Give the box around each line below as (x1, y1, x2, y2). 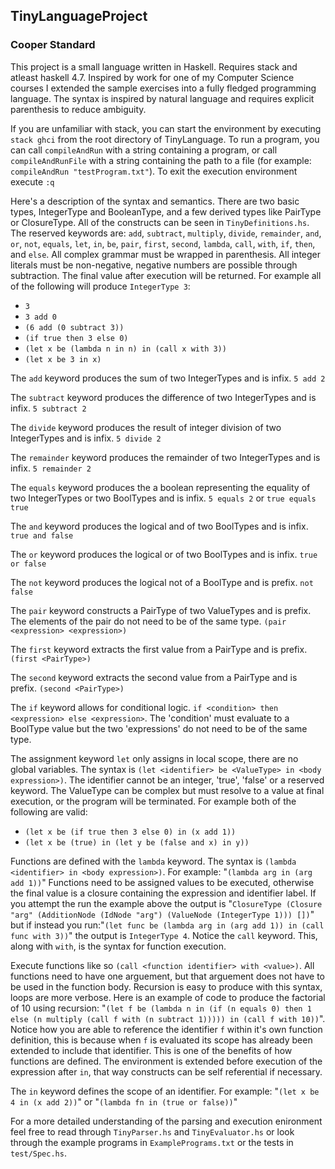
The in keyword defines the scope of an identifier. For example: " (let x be (10, 1085, 320, 1097)
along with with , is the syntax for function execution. (10, 940, 227, 952)
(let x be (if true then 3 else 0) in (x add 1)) (24, 827, 237, 837)
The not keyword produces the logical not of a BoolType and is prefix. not (10, 576, 314, 588)
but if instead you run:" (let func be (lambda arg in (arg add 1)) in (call (10, 919, 325, 931)
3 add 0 (24, 312, 57, 322)
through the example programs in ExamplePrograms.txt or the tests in (10, 1136, 294, 1148)
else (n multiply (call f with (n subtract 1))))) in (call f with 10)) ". (10, 1012, 326, 1024)
